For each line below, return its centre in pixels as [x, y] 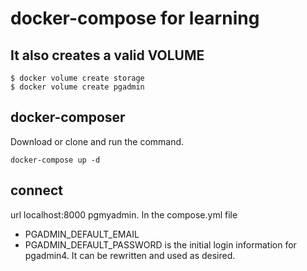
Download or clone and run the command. [97, 141]
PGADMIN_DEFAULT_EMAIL [82, 234]
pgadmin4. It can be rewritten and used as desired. [130, 255]
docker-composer [68, 117]
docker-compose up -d [55, 160]
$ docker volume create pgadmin [77, 87]
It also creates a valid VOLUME [107, 55]
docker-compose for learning [135, 18]
